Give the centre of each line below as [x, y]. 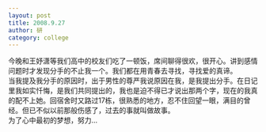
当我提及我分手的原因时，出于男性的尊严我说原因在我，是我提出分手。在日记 [133, 81]
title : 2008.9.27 [37, 23]
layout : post [30, 15]
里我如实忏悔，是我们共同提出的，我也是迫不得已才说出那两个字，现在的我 [129, 91]
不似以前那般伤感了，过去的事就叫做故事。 [105, 111]
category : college [38, 38]
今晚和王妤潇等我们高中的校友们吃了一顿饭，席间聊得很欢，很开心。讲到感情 [133, 61]
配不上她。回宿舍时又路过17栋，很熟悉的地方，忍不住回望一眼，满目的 [129, 100]
